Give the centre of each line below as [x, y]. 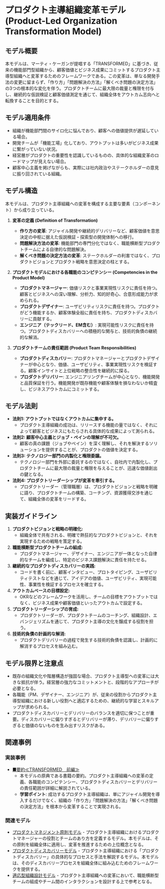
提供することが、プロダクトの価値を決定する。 [93, 450]
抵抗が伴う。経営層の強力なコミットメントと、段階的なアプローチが [90, 682]
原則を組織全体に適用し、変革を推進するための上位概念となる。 [81, 845]
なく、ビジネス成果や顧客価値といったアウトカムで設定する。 [82, 603]
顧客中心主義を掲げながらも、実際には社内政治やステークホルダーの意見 [85, 167]
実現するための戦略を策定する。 [52, 541]
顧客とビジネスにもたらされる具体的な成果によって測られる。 [95, 431]
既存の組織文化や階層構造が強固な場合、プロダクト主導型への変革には [83, 676]
